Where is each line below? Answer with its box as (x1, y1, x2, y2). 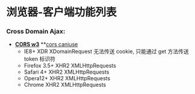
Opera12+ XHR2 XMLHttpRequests (23, 75, 111, 82)
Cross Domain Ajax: (6, 28, 66, 36)
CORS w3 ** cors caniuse (14, 41, 78, 48)
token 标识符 (23, 55, 56, 63)
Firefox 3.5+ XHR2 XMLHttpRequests (23, 62, 116, 69)
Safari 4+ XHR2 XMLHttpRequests (23, 68, 110, 75)
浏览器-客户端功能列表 (6, 5, 117, 19)
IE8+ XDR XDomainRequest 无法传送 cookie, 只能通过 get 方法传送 (23, 48, 190, 55)
